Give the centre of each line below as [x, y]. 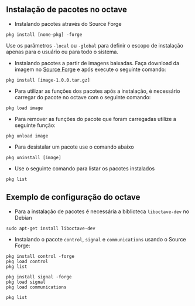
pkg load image [25, 108]
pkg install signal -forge [39, 277]
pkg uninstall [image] [34, 157]
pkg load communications [36, 287]
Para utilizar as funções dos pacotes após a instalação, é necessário [97, 91]
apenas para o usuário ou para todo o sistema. [62, 52]
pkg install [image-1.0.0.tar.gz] [48, 80]
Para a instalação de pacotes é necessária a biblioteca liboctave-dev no [102, 211]
